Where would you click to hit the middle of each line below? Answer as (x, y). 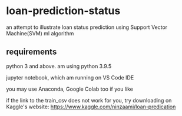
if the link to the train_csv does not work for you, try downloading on (89, 100)
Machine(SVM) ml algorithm (40, 33)
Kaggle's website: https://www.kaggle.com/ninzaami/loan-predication (91, 107)
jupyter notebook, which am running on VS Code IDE (70, 77)
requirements (32, 52)
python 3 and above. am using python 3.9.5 (59, 66)
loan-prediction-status (63, 11)
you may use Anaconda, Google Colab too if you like (70, 89)
